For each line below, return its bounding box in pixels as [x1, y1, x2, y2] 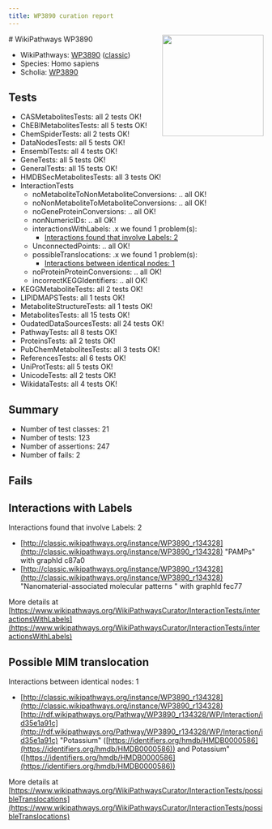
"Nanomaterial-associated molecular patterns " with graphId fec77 [19, 582, 243, 591]
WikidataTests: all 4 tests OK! [19, 379, 117, 389]
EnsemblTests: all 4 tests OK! [19, 147, 118, 157]
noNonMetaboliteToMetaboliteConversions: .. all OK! [32, 198, 207, 208]
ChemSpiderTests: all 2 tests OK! [19, 129, 130, 139]
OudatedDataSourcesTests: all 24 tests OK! [19, 319, 164, 329]
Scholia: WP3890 [19, 67, 79, 77]
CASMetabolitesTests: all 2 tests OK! [19, 112, 142, 122]
